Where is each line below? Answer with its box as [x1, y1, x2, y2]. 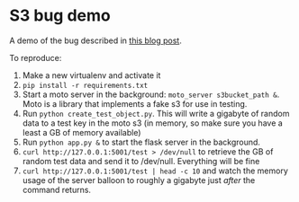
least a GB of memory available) [22, 127, 141, 137]
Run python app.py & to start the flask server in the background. [22, 136, 261, 147]
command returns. [22, 184, 92, 195]
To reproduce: [9, 52, 62, 63]
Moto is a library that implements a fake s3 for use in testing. [22, 98, 248, 109]
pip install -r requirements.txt [22, 81, 149, 90]
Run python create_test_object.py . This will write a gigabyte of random [22, 108, 290, 119]
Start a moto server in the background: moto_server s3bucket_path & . [22, 89, 280, 100]
